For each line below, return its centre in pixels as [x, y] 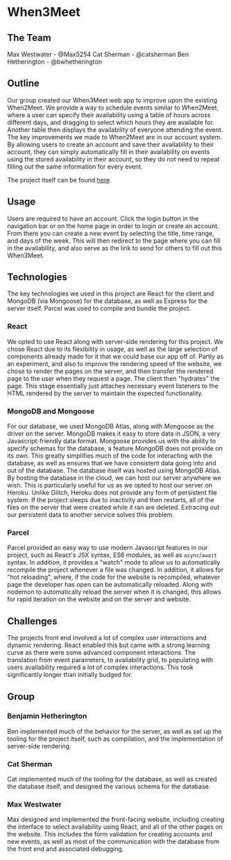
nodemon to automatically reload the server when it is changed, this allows [114, 592]
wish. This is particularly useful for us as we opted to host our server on [110, 485]
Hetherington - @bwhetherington [55, 62]
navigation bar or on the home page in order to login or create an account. [113, 225]
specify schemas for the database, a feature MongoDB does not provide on [115, 449]
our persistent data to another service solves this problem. [91, 515]
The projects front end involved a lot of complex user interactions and [107, 638]
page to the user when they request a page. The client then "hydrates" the [113, 378]
